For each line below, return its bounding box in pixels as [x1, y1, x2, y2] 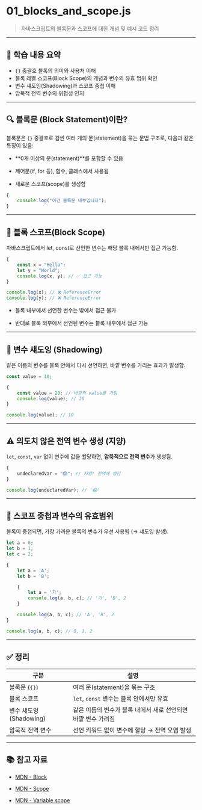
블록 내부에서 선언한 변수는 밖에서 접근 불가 [14, 307, 117, 314]
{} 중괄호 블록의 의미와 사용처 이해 [14, 67, 96, 74]
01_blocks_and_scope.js [6, 4, 131, 18]
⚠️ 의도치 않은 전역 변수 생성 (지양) [6, 436, 126, 446]
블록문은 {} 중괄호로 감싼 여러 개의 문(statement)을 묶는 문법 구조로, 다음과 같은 [6, 134, 194, 141]
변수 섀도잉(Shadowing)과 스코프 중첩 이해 [14, 82, 116, 89]
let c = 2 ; [6, 551, 34, 557]
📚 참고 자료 [6, 754, 48, 765]
